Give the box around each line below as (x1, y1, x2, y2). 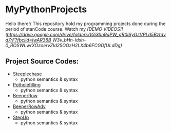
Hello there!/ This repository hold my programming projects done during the (5, 20, 166, 27)
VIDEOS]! (103, 26, 123, 32)
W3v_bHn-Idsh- (52, 37, 86, 43)
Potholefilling (12, 81, 41, 88)
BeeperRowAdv (12, 103, 46, 110)
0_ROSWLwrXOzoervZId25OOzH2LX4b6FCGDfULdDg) (5, 42, 122, 48)
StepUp (12, 114, 29, 120)
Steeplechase (12, 71, 42, 77)
